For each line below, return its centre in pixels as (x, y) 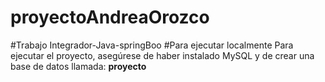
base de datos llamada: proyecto (78, 66)
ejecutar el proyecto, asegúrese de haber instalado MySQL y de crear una (162, 55)
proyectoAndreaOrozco (110, 17)
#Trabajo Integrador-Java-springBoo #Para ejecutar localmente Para (152, 45)
